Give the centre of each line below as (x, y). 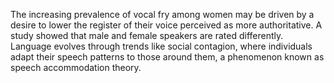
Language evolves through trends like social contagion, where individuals (161, 46)
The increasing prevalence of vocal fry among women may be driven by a (162, 14)
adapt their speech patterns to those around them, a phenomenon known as (167, 57)
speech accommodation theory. (76, 67)
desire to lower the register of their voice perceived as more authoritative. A (166, 25)
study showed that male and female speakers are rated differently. (147, 35)
